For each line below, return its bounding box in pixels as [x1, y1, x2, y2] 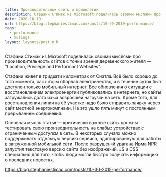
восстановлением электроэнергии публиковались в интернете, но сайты [5, 89, 161, 95]
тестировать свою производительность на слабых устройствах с [5, 125, 144, 131]
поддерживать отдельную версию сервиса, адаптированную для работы [5, 135, 161, 141]
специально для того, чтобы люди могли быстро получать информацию [5, 151, 159, 157]
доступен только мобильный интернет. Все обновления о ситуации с [5, 84, 152, 90]
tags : [5, 26, 16, 31]
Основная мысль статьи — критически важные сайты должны [5, 119, 138, 125]
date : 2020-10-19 [5, 16, 41, 21]
